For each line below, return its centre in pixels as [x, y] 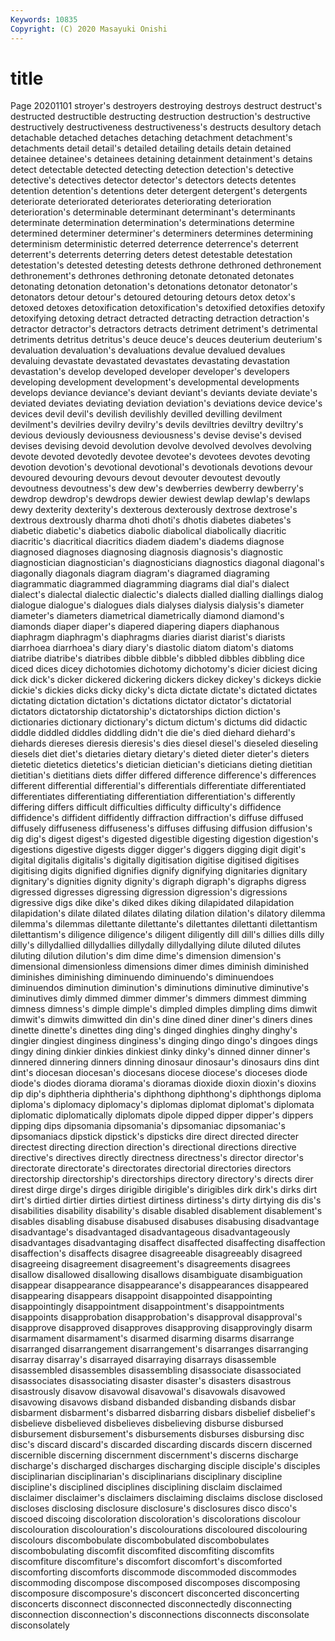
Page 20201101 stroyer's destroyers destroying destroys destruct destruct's [166, 106]
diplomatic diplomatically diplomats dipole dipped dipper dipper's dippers [162, 1115]
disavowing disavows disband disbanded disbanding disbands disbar [153, 1402]
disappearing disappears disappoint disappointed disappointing [141, 1296]
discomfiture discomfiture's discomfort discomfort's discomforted [146, 1562]
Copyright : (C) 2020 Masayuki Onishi [89, 29]
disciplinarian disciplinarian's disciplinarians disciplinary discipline [146, 1477]
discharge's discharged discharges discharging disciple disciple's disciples [165, 1466]
